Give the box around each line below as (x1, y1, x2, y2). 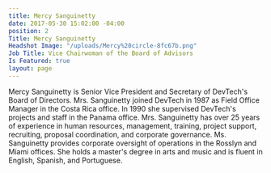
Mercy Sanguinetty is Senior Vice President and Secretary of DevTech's (8, 86, 248, 96)
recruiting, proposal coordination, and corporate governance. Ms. (8, 129, 227, 139)
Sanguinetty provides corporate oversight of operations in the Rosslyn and (8, 138, 257, 148)
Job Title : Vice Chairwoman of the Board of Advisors (8, 49, 194, 57)
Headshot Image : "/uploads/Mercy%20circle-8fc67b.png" (8, 42, 197, 50)
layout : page (8, 65, 53, 73)
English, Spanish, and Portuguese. (8, 155, 123, 165)
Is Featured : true (8, 57, 70, 65)
